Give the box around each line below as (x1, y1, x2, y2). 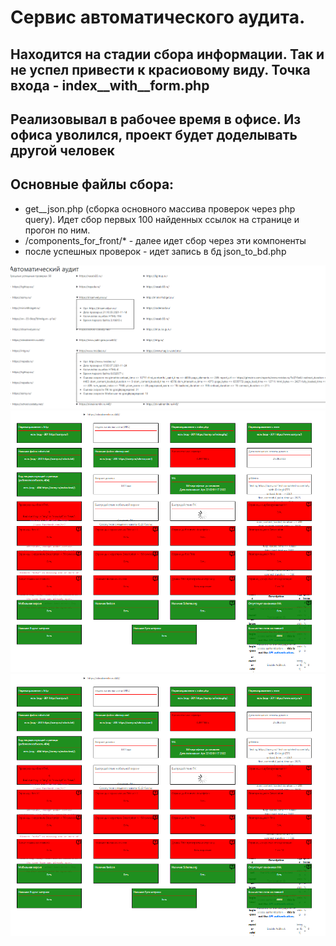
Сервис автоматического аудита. (10, 6, 306, 29)
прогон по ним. (24, 224, 91, 236)
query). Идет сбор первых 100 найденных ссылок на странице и (24, 213, 300, 225)
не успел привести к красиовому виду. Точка (10, 61, 311, 78)
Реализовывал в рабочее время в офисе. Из (10, 111, 302, 128)
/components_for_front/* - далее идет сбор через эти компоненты (24, 234, 307, 246)
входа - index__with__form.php (10, 77, 210, 94)
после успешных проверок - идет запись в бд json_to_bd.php (24, 245, 287, 257)
